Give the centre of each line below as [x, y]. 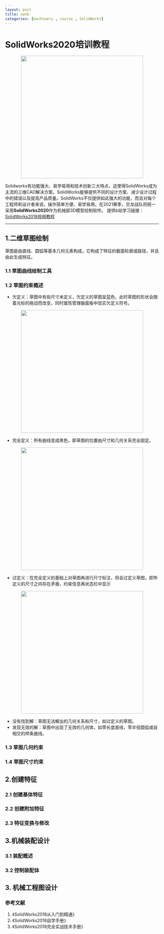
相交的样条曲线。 [29, 733]
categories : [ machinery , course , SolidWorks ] [54, 19]
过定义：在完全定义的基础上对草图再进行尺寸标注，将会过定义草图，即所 [85, 578]
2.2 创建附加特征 [25, 809]
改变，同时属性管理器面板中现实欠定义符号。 [87, 303]
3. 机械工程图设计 [31, 888]
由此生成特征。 [20, 257]
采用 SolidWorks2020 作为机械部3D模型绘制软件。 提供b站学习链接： [74, 210]
